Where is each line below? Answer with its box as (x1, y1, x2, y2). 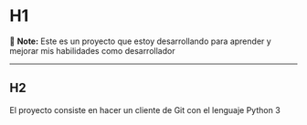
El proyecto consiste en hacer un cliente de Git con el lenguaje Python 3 (9, 104, 281, 115)
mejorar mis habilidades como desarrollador (9, 45, 175, 56)
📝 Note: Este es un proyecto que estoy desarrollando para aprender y (9, 36, 271, 47)
